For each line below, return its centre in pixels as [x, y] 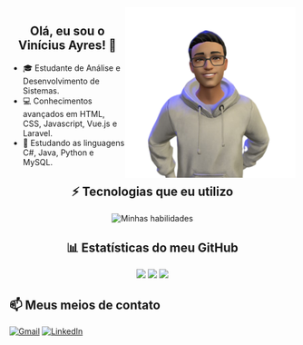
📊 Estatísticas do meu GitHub [152, 248]
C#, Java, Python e [58, 153]
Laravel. [37, 133]
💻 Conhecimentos [57, 101]
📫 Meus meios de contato [85, 305]
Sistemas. [41, 90]
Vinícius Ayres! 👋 [67, 46]
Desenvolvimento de [61, 81]
